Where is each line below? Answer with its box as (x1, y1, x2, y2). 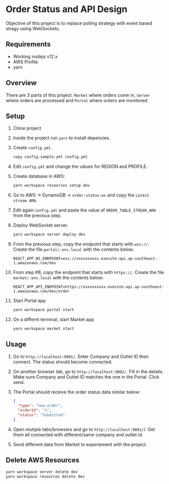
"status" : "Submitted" (18, 413, 65, 418)
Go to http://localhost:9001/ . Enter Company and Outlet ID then (13, 353, 149, 359)
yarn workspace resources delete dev (6, 474, 85, 479)
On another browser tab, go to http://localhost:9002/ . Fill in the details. (13, 368, 164, 374)
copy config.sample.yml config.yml (13, 154, 88, 159)
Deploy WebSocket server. (13, 222, 68, 228)
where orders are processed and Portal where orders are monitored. (6, 97, 149, 104)
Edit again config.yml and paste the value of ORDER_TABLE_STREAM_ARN (13, 207, 156, 213)
